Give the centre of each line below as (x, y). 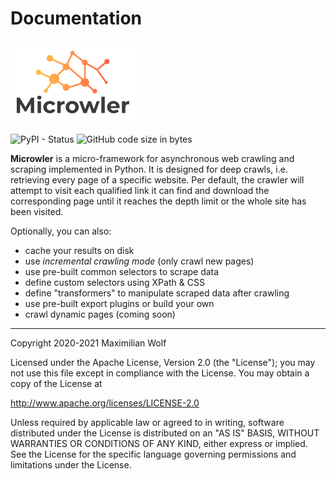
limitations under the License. (71, 464)
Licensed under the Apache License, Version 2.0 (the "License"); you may (163, 362)
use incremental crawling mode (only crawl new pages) (139, 261)
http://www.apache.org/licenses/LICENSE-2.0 (105, 403)
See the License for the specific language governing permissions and (153, 454)
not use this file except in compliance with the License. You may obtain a (160, 373)
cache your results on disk (79, 250)
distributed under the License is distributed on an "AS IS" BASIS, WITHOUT (165, 433)
